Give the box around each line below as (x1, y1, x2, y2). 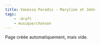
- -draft (14, 16, 32, 21)
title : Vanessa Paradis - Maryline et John (5, 7, 96, 12)
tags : (5, 12, 16, 17)
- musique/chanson (14, 21, 51, 26)
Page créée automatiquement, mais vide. (5, 34, 88, 40)
